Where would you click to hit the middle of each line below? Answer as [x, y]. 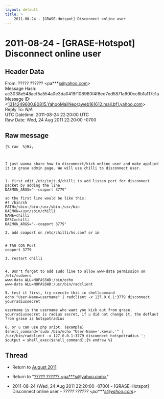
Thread [16, 355]
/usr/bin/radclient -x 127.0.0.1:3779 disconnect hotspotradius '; [75, 336]
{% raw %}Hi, [20, 147]
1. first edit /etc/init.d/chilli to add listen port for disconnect [78, 181]
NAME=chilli [17, 216]
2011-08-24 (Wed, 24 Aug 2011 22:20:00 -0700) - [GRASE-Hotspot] [81, 386]
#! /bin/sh [16, 203]
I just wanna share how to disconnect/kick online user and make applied [82, 164]
